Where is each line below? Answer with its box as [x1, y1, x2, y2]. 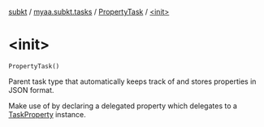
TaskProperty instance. [8, 109, 87, 119]
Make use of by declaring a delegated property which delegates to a [8, 101, 238, 111]
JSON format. [8, 85, 54, 94]
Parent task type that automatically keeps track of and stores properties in [8, 77, 257, 86]
